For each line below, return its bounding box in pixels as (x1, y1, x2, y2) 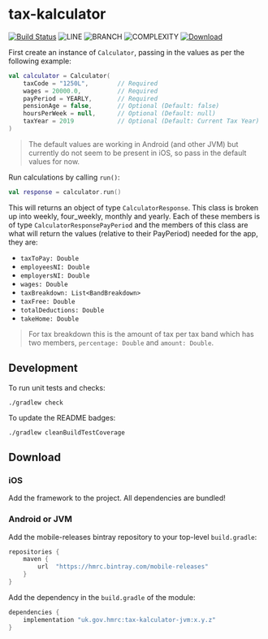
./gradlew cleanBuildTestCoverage (8, 428, 126, 437)
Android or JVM (8, 513, 73, 525)
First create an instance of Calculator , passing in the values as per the (8, 47, 245, 57)
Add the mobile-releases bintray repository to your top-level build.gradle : (8, 532, 257, 542)
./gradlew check (8, 399, 63, 407)
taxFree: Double (19, 297, 76, 305)
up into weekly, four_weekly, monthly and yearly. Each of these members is (8, 211, 261, 221)
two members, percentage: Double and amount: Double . (28, 338, 214, 348)
